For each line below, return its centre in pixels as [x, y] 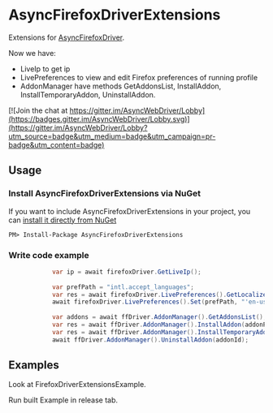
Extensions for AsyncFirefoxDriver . [66, 37]
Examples [34, 366]
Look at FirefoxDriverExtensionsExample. [77, 385]
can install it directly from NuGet [63, 220]
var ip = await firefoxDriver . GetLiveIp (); [126, 272]
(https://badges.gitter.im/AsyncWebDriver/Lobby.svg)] [99, 118]
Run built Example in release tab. [63, 400]
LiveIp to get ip [45, 69]
